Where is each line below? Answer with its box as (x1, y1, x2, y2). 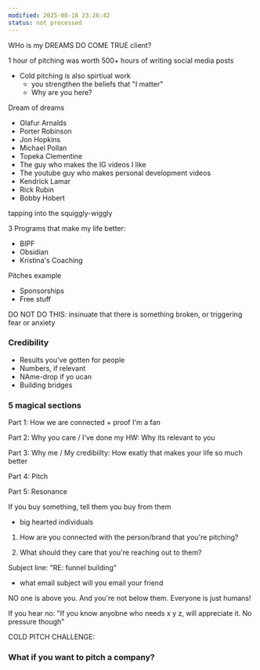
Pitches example (8, 270, 62, 280)
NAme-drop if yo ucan (19, 372, 92, 381)
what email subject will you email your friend (19, 578, 164, 588)
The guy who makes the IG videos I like (19, 159, 146, 169)
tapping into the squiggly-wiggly (8, 208, 113, 218)
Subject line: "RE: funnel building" (8, 563, 117, 573)
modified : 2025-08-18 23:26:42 (8, 11, 110, 20)
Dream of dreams (8, 103, 65, 112)
